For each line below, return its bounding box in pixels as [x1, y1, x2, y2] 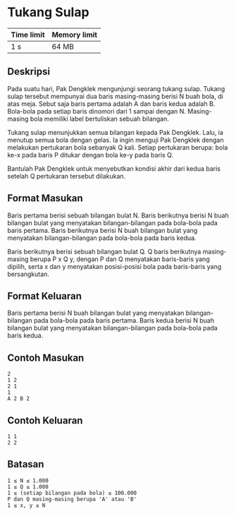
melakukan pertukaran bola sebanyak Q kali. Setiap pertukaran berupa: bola [7, 143, 228, 152]
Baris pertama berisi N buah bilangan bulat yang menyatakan [7, 308, 185, 318]
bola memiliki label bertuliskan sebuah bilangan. [30, 114, 169, 123]
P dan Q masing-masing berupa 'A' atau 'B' [7, 496, 137, 503]
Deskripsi [7, 66, 51, 78]
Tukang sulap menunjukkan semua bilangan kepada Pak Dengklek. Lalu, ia [7, 128, 224, 136]
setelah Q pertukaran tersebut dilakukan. [7, 172, 126, 180]
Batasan [7, 458, 44, 470]
